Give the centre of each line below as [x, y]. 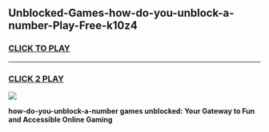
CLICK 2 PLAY [36, 78]
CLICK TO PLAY [39, 49]
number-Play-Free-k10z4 [73, 26]
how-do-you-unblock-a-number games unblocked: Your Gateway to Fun [132, 110]
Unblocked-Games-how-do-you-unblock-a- [121, 13]
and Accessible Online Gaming [60, 119]
